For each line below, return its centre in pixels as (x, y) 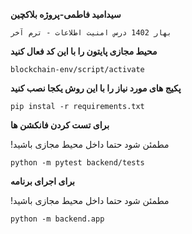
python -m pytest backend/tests (77, 163)
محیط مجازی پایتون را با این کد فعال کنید (84, 51)
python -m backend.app (57, 219)
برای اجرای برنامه (43, 181)
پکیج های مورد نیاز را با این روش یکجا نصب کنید (96, 88)
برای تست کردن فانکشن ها (60, 125)
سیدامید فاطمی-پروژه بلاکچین (66, 14)
